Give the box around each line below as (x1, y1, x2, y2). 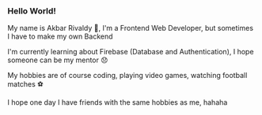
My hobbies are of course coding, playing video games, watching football (7, 71, 248, 80)
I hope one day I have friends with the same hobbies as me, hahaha (7, 98, 228, 107)
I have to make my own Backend (7, 32, 113, 41)
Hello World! (7, 6, 57, 17)
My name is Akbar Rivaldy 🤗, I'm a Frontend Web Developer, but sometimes (7, 24, 254, 33)
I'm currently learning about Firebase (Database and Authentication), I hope (7, 47, 254, 57)
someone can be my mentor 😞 (7, 55, 108, 65)
